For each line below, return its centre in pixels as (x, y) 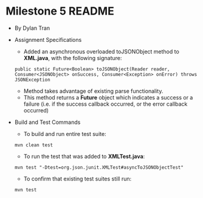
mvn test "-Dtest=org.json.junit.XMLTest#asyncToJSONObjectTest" (99, 167)
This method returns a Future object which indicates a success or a (108, 97)
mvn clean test (34, 145)
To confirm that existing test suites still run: (77, 179)
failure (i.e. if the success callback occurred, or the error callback (105, 104)
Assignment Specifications (48, 39)
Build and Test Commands (47, 122)
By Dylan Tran (32, 28)
